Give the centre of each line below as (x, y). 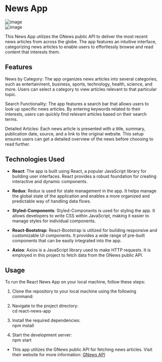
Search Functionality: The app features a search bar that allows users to (77, 104)
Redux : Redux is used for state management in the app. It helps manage (84, 191)
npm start (22, 340)
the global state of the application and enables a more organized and (81, 196)
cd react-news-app (31, 311)
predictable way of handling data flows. (51, 201)
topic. (11, 94)
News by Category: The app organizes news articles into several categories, (81, 79)
